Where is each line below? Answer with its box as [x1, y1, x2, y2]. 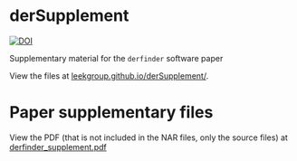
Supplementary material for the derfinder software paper [9, 52, 224, 63]
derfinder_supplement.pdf [9, 141, 107, 152]
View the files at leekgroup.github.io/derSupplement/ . [9, 70, 209, 81]
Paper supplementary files [9, 102, 214, 123]
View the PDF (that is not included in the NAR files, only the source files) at [9, 132, 288, 143]
